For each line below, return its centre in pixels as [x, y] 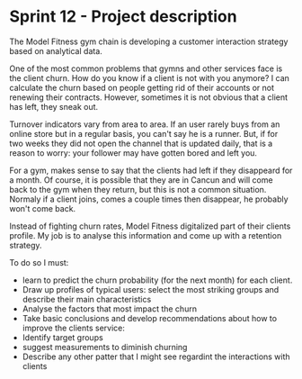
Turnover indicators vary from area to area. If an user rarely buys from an [145, 124]
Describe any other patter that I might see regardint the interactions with [156, 356]
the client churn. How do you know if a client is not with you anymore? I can [150, 77]
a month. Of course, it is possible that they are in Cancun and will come [141, 180]
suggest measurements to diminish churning [105, 347]
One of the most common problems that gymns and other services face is [146, 68]
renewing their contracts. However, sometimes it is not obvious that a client [149, 97]
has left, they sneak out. [54, 106]
